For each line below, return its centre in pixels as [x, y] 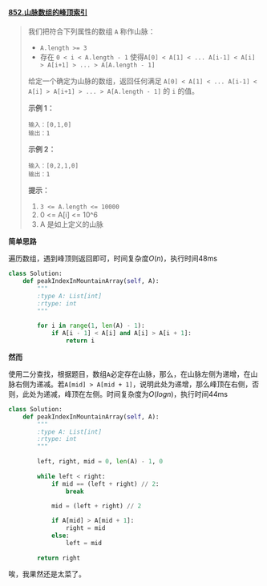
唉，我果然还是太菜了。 [47, 574]
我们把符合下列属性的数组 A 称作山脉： [91, 31]
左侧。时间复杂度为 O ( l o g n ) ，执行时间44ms [157, 394]
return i [80, 341]
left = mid [84, 543]
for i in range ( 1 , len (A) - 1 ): [91, 326]
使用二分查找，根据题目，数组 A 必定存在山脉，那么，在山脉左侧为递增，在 [129, 374]
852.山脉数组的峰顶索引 [48, 12]
